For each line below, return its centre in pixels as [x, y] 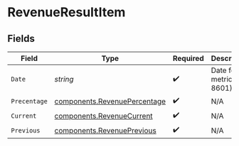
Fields [21, 39]
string [64, 79]
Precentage [29, 101]
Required [188, 58]
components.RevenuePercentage [110, 101]
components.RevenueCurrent [103, 116]
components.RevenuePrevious [105, 130]
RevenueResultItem [67, 12]
